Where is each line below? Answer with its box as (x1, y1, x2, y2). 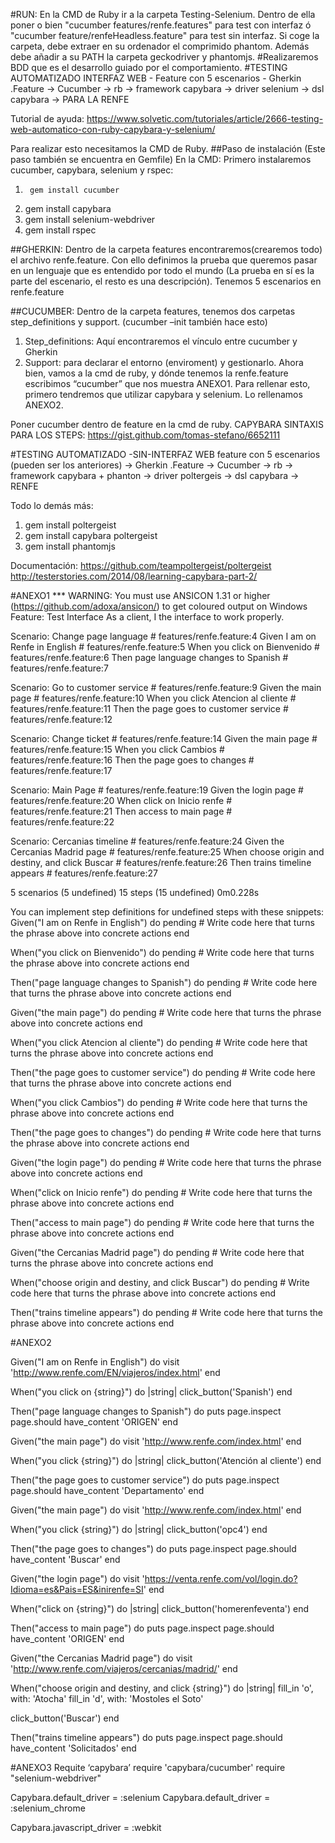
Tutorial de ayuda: (10, 113, 85, 124)
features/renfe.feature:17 (10, 765, 113, 776)
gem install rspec (24, 224, 97, 236)
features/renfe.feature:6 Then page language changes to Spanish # (10, 652, 289, 663)
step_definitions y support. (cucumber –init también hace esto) (10, 316, 268, 328)
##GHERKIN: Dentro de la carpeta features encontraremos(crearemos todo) (10, 244, 323, 255)
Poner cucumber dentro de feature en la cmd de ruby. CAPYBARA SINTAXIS (10, 419, 324, 430)
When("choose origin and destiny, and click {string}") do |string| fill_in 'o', (10, 1682, 314, 1694)
